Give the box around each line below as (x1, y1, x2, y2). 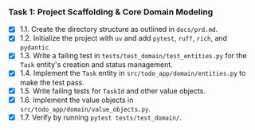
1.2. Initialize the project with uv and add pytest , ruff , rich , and (19, 33, 228, 43)
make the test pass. (19, 77, 85, 87)
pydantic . (19, 42, 52, 52)
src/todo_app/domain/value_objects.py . (19, 104, 151, 113)
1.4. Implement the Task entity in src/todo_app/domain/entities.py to (19, 69, 246, 78)
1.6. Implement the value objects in (19, 95, 134, 104)
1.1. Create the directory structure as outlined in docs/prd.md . (19, 25, 218, 34)
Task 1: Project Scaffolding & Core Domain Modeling (8, 6, 214, 18)
